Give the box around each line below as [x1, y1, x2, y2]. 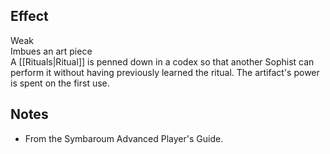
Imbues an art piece [10, 45, 93, 57]
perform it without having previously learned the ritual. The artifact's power [10, 66, 320, 78]
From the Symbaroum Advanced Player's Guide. [24, 132, 224, 144]
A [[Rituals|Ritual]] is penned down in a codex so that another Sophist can [10, 55, 315, 68]
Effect [10, 8, 49, 25]
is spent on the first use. [10, 77, 110, 89]
